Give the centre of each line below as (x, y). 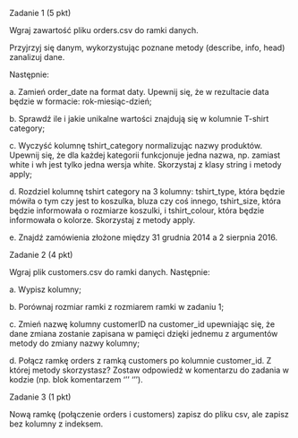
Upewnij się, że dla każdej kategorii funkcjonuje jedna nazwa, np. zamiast (145, 155)
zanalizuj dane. (37, 57)
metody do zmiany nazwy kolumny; (75, 343)
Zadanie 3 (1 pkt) (40, 397)
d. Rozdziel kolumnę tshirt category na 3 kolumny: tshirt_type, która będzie (147, 191)
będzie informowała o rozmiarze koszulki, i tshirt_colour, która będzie (137, 210)
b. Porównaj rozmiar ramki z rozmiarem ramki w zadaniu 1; (117, 307)
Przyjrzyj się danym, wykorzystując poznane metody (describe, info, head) (147, 47)
